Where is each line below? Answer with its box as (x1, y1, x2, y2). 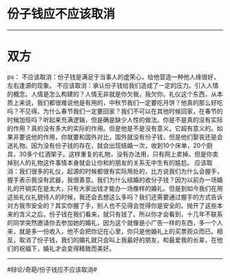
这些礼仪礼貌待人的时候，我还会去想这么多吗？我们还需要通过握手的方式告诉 (7, 193, 223, 201)
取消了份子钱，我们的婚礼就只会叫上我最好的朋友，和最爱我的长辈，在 (18, 235, 217, 244)
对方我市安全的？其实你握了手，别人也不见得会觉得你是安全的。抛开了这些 (7, 201, 217, 209)
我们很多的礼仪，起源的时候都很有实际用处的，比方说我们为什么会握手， (18, 167, 223, 175)
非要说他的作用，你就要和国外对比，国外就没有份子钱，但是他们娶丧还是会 (12, 132, 223, 141)
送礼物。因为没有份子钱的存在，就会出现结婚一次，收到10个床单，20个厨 (7, 141, 213, 150)
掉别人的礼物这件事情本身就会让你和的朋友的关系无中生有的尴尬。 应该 (7, 159, 207, 167)
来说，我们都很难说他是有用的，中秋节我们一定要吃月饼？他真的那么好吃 (18, 98, 223, 106)
